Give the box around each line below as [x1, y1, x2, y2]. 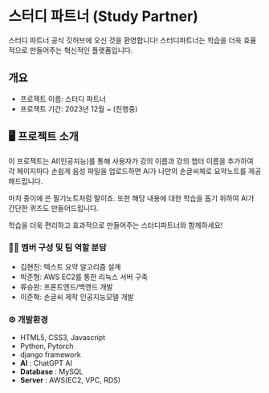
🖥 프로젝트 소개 [8, 130, 79, 144]
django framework [19, 350, 82, 359]
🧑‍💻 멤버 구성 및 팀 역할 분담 [8, 242, 107, 253]
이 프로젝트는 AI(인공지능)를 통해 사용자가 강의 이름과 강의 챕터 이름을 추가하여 [8, 156, 255, 165]
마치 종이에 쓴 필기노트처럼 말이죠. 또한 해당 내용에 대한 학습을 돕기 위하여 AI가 [8, 193, 255, 203]
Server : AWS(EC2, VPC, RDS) [19, 375, 121, 385]
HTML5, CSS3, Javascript [19, 333, 106, 342]
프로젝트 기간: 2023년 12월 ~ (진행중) [19, 103, 138, 113]
